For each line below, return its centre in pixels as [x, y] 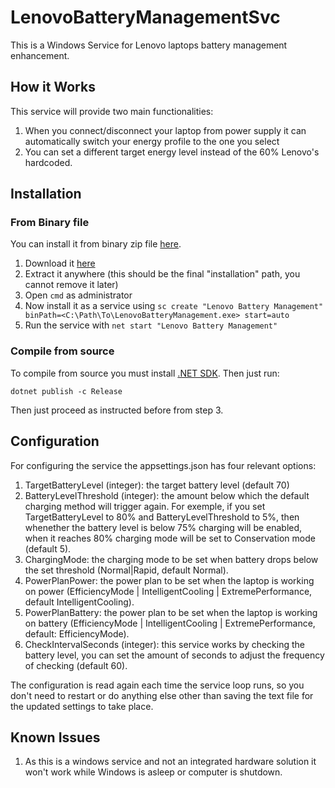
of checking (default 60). [76, 665]
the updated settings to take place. [82, 706]
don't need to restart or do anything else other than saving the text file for [162, 695]
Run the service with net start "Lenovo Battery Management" [151, 325]
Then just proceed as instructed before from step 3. [117, 410]
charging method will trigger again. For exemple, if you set [145, 506]
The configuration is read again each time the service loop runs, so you [157, 685]
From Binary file [50, 223]
